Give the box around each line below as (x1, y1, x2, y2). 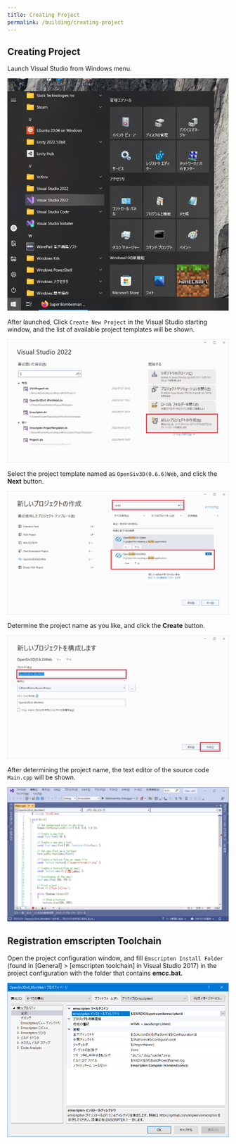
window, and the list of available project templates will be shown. (7, 325, 195, 334)
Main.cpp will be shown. (7, 773, 76, 781)
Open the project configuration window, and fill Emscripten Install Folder (7, 954, 223, 962)
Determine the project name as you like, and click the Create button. (7, 621, 205, 629)
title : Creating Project (7, 11, 80, 18)
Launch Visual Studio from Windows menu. (7, 64, 132, 73)
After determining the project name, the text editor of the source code (7, 765, 209, 774)
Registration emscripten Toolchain (7, 935, 162, 947)
